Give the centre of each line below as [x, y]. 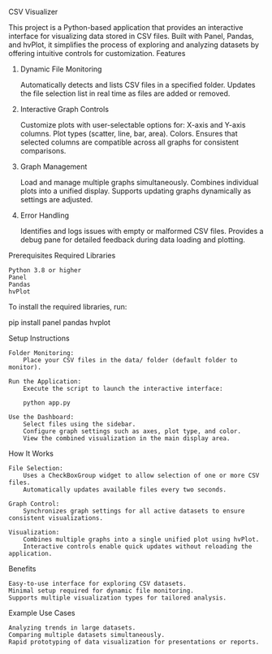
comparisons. [43, 151]
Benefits [22, 569]
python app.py [47, 403]
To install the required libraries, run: [68, 307]
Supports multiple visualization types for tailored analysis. [118, 598]
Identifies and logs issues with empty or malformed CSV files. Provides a [142, 231]
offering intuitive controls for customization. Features [97, 53]
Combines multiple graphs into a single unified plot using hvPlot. [141, 539]
